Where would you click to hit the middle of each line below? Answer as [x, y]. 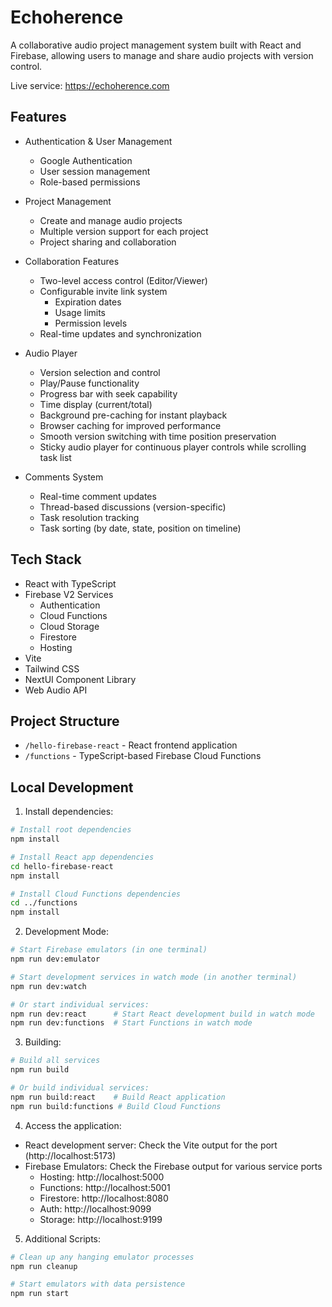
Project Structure [65, 721]
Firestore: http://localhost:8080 [104, 1198]
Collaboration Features [72, 261]
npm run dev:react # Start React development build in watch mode [162, 1014]
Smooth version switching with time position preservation [158, 436]
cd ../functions [44, 903]
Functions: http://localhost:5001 [105, 1187]
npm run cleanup [44, 1266]
